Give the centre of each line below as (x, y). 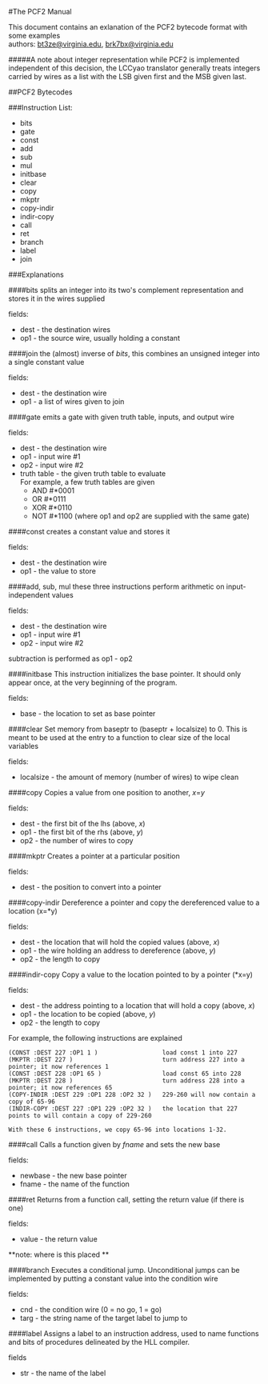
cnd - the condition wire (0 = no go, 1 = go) (91, 1310)
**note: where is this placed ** (59, 1254)
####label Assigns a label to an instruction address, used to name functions (134, 1334)
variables (23, 746)
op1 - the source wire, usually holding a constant (100, 338)
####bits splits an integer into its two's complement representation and (126, 290)
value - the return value (58, 1239)
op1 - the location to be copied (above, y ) (88, 1014)
